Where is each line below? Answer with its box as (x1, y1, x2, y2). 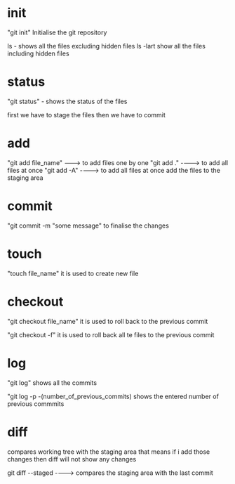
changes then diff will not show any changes (7, 454, 137, 463)
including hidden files (7, 49, 69, 58)
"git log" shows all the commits (7, 378, 97, 387)
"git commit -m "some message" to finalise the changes (7, 221, 170, 230)
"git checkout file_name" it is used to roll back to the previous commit (7, 317, 208, 325)
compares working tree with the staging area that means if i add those (7, 447, 210, 456)
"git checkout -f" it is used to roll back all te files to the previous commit (7, 330, 215, 339)
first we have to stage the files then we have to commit (7, 110, 166, 119)
